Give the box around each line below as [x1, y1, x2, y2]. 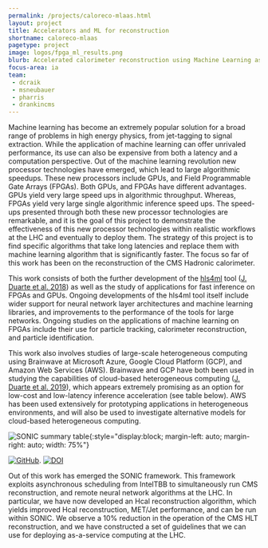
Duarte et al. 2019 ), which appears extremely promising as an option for [8, 382, 244, 392]
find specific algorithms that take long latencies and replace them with [8, 241, 239, 251]
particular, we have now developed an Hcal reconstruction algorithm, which [8, 496, 257, 507]
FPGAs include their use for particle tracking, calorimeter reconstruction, [8, 325, 247, 334]
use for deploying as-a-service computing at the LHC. [8, 530, 186, 540]
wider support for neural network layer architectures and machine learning [8, 299, 254, 309]
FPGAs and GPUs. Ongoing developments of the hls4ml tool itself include [8, 290, 250, 300]
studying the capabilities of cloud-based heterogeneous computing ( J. [8, 374, 241, 384]
